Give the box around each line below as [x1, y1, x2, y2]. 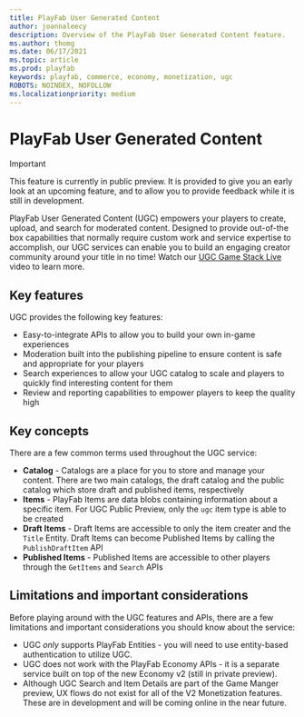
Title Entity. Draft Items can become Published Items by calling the [22, 533, 275, 543]
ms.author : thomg [9, 38, 75, 48]
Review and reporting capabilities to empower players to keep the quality [22, 387, 296, 398]
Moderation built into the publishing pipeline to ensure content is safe [22, 349, 282, 360]
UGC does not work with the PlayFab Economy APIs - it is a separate [22, 658, 279, 669]
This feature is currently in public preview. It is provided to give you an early [9, 176, 293, 187]
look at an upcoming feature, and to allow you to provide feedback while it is [9, 185, 295, 196]
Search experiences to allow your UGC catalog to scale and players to [22, 368, 285, 379]
